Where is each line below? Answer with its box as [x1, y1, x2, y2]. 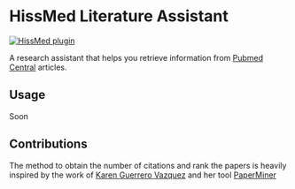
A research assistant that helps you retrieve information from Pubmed [9, 52, 264, 63]
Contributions [9, 137, 88, 152]
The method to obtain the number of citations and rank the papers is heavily [9, 160, 287, 170]
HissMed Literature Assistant [9, 6, 229, 26]
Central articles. [9, 62, 67, 72]
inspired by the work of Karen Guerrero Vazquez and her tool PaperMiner [9, 170, 277, 180]
